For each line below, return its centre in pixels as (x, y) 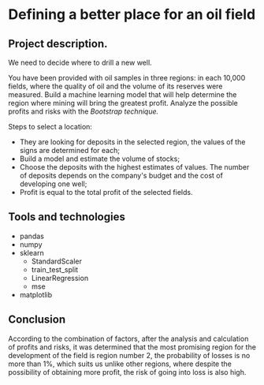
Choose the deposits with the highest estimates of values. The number (134, 167)
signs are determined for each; (70, 150)
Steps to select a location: (50, 127)
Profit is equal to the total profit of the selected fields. (106, 192)
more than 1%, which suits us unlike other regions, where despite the (120, 364)
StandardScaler (57, 261)
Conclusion (37, 320)
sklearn (32, 252)
